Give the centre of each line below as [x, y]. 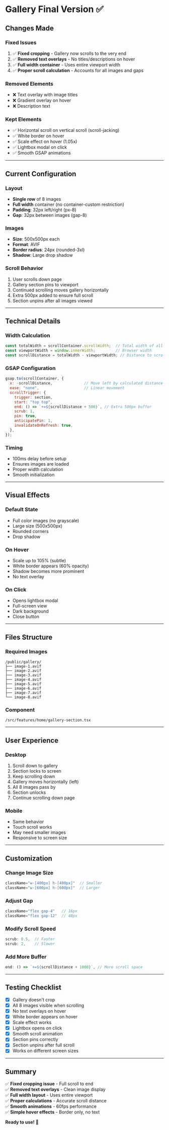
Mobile [14, 810]
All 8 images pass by [34, 787]
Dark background [30, 611]
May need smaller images [39, 833]
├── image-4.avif [23, 680]
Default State [22, 509]
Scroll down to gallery [35, 766]
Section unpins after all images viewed [53, 300]
